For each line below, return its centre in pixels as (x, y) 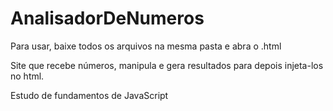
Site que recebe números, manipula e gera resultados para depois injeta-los (167, 65)
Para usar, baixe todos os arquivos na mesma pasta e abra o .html (146, 46)
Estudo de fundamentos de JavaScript (89, 95)
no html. (27, 76)
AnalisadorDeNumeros (107, 18)
